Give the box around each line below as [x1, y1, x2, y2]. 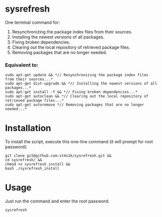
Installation [5, 123, 51, 134]
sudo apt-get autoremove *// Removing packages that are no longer [5, 102, 145, 107]
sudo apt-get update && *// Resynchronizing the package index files [5, 73, 149, 78]
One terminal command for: [5, 19, 60, 25]
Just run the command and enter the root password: [5, 198, 110, 204]
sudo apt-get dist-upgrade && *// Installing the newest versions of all [5, 81, 158, 86]
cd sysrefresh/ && [5, 158, 42, 163]
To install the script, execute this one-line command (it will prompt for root [5, 139, 153, 145]
